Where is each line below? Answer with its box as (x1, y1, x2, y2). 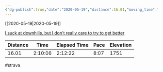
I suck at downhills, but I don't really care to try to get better (5, 30, 125, 36)
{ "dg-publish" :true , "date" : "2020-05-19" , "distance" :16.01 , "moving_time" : (5, 7, 158, 12)
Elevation (110, 41, 132, 48)
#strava (5, 62, 20, 68)
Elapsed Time (56, 41, 89, 48)
